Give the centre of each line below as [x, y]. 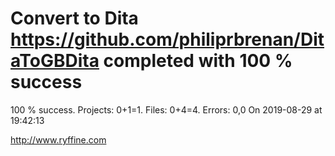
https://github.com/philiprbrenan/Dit [167, 39]
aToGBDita [55, 61]
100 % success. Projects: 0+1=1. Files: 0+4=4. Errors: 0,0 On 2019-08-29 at [166, 109]
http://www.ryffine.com [58, 139]
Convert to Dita [74, 18]
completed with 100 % [198, 61]
